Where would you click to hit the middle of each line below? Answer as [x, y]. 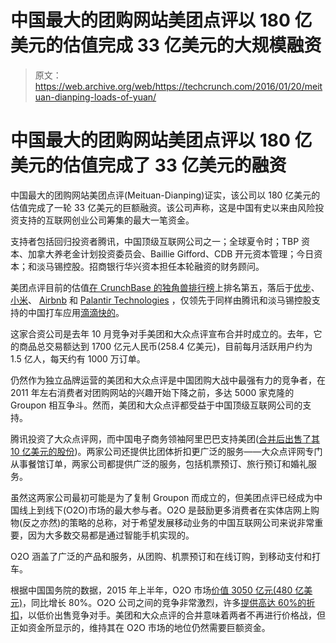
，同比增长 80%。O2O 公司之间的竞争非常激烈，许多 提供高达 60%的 [164, 602]
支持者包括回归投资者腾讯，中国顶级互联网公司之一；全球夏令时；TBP [155, 241]
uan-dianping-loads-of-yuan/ [95, 97]
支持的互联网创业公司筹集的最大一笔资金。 [106, 220]
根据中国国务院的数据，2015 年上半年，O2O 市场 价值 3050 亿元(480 [151, 590]
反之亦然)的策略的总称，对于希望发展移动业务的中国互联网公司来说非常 [168, 522]
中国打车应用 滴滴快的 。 [76, 312]
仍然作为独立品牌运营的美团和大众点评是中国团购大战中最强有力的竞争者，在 [168, 380]
